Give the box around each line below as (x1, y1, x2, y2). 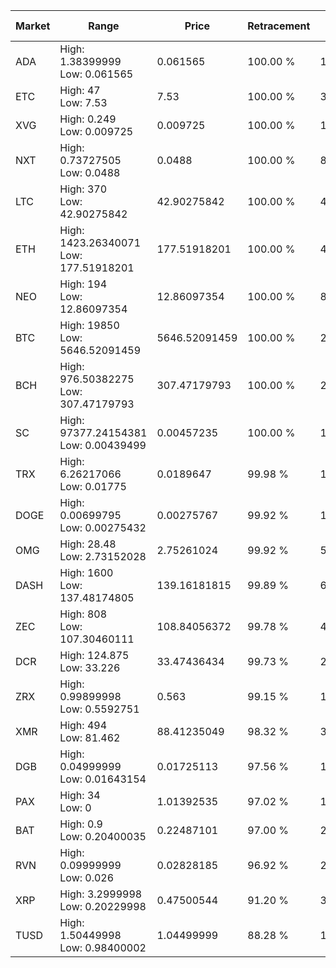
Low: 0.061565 (59, 67, 134, 81)
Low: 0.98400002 (59, 941, 147, 954)
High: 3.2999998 (59, 887, 143, 901)
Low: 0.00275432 (59, 521, 147, 534)
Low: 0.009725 (59, 125, 134, 138)
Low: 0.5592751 (59, 702, 140, 716)
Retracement (247, 19, 311, 33)
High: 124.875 (59, 649, 130, 662)
